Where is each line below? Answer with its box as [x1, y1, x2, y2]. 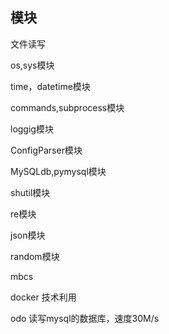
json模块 [10, 229, 46, 241]
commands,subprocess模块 [10, 101, 125, 113]
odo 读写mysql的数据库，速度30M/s [10, 312, 160, 324]
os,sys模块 [10, 59, 55, 71]
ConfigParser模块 [10, 144, 83, 156]
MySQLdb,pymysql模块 [10, 165, 107, 177]
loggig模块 [10, 123, 54, 135]
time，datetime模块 [10, 80, 91, 92]
